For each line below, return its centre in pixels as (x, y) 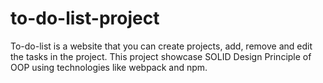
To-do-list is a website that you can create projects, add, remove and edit (161, 46)
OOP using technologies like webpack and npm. (109, 67)
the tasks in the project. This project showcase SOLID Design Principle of (161, 56)
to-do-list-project (85, 18)
